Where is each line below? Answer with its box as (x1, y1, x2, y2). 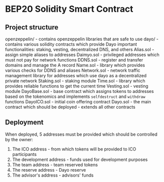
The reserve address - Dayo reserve (12, 167, 86, 173)
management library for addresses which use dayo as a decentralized (5, 73, 147, 78)
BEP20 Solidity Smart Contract (5, 3, 133, 15)
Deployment (5, 118, 44, 126)
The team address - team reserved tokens (12, 161, 98, 168)
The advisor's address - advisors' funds (12, 172, 94, 178)
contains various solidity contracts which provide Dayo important (5, 41, 137, 47)
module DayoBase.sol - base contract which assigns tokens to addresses (5, 89, 154, 94)
